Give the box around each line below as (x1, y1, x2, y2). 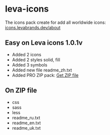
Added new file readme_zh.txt (12, 67, 72, 73)
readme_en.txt (12, 120, 41, 126)
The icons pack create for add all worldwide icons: (5, 19, 106, 25)
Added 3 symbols (12, 62, 47, 67)
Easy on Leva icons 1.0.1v (5, 39, 83, 47)
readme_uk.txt (12, 125, 41, 131)
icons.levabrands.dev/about (5, 24, 61, 30)
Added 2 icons (12, 51, 42, 57)
